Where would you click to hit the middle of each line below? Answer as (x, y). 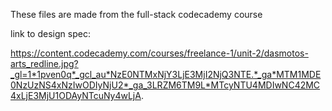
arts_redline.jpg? (44, 63)
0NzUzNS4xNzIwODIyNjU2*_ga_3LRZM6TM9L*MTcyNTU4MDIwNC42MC (165, 85)
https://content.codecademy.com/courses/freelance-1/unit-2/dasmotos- (159, 53)
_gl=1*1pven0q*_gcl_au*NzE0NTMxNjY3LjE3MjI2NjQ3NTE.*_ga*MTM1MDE (166, 74)
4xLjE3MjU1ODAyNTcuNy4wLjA (76, 95)
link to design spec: (50, 33)
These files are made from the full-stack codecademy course (136, 14)
